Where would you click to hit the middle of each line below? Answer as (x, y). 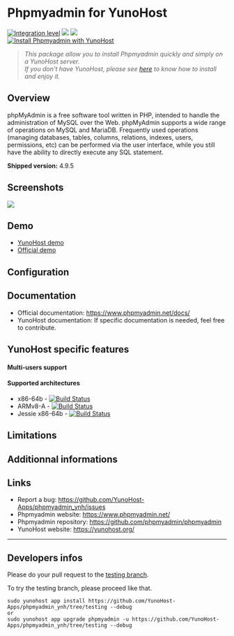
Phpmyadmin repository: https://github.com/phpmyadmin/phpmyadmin (119, 522)
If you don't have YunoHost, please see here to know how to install (120, 68)
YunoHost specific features (68, 349)
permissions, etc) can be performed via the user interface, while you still (111, 145)
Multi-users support (37, 367)
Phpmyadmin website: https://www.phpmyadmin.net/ (94, 515)
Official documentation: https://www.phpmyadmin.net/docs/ (103, 313)
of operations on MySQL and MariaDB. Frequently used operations (103, 130)
